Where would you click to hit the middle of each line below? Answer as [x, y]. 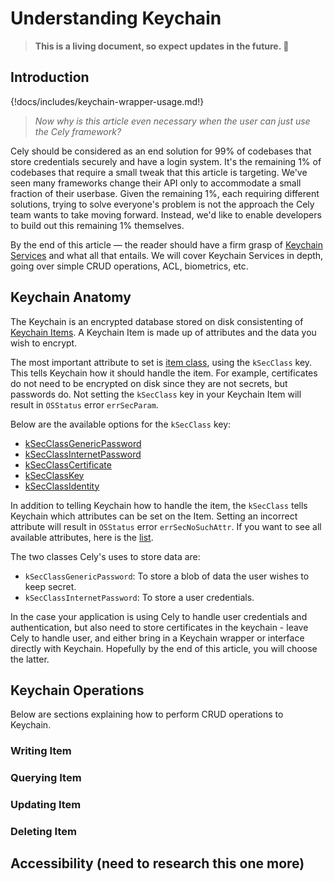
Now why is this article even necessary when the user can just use [172, 121]
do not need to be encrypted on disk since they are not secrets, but [149, 383]
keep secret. [50, 586]
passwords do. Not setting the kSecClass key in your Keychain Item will [156, 394]
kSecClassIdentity [62, 486]
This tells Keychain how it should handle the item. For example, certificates [164, 373]
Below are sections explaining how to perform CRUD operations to [147, 714]
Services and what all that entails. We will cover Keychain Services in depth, [167, 255]
